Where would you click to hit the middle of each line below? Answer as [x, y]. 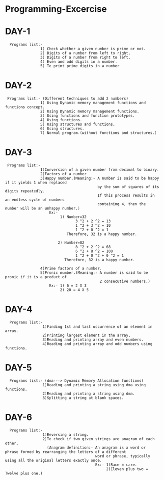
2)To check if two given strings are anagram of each [98, 439]
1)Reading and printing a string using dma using [94, 385]
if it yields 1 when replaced [36, 183]
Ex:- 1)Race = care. [116, 465]
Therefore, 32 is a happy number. [102, 234]
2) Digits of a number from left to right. [85, 53]
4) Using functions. [61, 120]
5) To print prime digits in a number [80, 66]
